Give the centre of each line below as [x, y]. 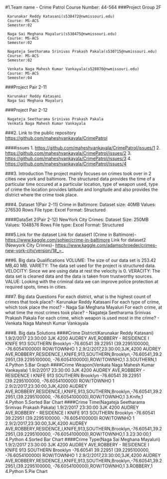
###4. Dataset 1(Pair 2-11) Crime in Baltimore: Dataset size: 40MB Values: [81, 204]
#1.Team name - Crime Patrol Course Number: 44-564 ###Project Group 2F [83, 7]
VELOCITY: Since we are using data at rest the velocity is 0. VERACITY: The [83, 271]
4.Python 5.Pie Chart [26, 471]
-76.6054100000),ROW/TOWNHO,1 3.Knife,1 [98, 397]
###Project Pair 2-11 [26, 87]
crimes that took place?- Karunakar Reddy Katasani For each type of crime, [83, 302]
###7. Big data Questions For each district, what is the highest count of [78, 297]
